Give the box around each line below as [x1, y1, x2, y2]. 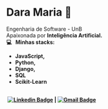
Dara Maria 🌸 [6, 5, 72, 19]
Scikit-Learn [14, 78, 47, 85]
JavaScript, [14, 52, 45, 60]
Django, [14, 65, 36, 72]
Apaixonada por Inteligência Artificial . [6, 31, 103, 39]
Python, [14, 58, 36, 66]
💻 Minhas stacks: [6, 39, 55, 46]
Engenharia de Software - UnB [6, 25, 83, 33]
